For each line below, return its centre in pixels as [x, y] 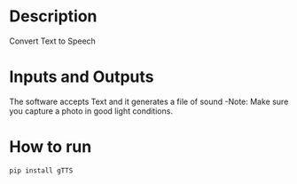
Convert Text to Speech [52, 41]
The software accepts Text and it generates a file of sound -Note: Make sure [149, 101]
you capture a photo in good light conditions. [91, 111]
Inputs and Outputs [82, 77]
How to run [51, 147]
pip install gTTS [41, 171]
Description [53, 16]
